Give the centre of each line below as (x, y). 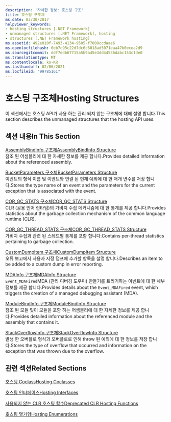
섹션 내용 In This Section (43, 136)
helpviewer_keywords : (28, 24)
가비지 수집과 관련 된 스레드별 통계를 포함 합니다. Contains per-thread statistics (85, 235)
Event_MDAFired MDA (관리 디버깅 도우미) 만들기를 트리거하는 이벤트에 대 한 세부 (85, 281)
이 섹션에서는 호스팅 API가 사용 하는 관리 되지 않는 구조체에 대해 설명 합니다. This (86, 113)
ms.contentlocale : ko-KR (32, 62)
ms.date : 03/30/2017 (27, 19)
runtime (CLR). (21, 219)
